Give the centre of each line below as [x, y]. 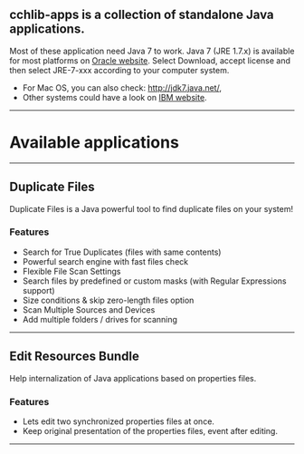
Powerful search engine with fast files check [105, 261]
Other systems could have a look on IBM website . [114, 97]
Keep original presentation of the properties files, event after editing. [150, 430]
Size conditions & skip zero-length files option [108, 300]
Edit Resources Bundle [75, 357]
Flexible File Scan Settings [71, 271]
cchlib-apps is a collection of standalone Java [142, 15]
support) [39, 290]
